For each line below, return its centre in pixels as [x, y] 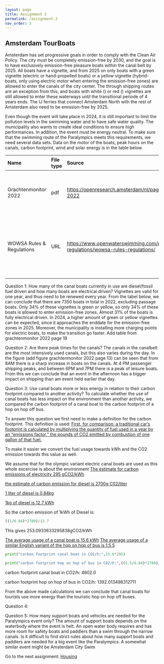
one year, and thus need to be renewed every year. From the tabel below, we [82, 296]
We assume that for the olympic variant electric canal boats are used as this [81, 464]
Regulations [21, 249]
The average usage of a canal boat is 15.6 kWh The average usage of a [76, 540]
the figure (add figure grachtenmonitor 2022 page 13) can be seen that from [82, 358]
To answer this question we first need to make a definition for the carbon [78, 419]
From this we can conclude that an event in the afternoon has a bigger [76, 374]
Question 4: [17, 606]
